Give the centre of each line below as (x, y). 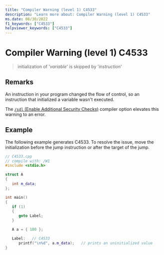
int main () (16, 197)
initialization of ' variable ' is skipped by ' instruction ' (70, 67)
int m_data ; (24, 184)
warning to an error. (25, 114)
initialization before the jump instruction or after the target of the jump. (77, 147)
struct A (14, 174)
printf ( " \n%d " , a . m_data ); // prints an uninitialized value (85, 243)
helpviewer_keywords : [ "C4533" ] (39, 28)
